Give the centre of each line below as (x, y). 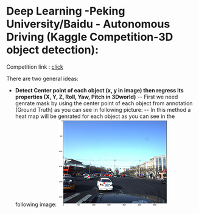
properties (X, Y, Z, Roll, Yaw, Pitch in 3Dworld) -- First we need (96, 97)
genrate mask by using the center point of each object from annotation (104, 103)
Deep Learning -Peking (66, 11)
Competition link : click (35, 67)
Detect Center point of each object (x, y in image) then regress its (99, 90)
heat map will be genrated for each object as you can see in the (95, 116)
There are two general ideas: (43, 78)
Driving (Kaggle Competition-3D (90, 37)
